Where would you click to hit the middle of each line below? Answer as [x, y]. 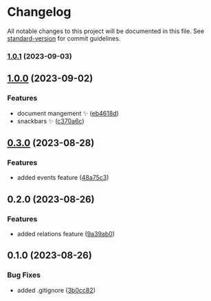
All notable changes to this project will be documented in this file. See [106, 31]
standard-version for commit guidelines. [64, 38]
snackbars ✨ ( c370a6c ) [51, 121]
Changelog [39, 12]
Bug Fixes [24, 275]
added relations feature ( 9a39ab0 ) [66, 233]
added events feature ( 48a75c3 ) [63, 178]
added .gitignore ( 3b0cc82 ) [56, 290]
